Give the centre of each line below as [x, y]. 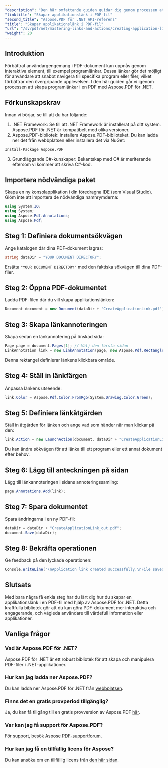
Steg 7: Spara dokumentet [47, 507]
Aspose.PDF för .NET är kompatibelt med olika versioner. [71, 129]
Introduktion [25, 53]
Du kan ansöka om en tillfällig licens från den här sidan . [62, 760]
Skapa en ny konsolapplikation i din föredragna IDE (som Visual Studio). [79, 192]
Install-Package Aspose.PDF [34, 149]
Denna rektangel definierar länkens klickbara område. [60, 360]
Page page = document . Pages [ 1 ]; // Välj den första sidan [67, 346]
